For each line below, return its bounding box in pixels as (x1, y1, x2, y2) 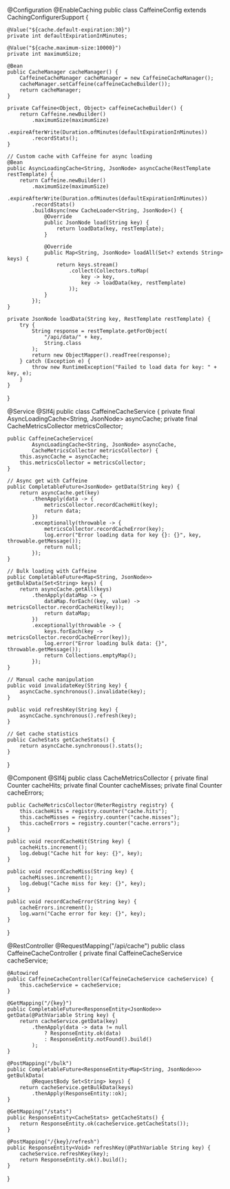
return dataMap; (43, 610, 91, 617)
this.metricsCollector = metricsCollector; (19, 459, 147, 466)
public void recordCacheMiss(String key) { (7, 868, 134, 875)
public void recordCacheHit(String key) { (7, 838, 131, 845)
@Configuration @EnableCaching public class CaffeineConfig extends (7, 6, 207, 14)
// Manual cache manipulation (7, 676, 94, 683)
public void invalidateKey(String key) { (7, 682, 128, 689)
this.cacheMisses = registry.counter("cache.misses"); (19, 814, 180, 821)
